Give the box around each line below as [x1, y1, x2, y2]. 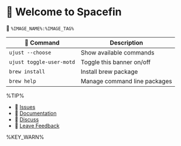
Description [110, 38, 144, 46]
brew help [9, 77, 36, 84]
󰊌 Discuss [14, 116, 39, 123]
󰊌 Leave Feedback [14, 122, 60, 129]
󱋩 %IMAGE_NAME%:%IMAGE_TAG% [6, 25, 74, 32]
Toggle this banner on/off [81, 58, 151, 66]
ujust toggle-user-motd [9, 59, 76, 65]
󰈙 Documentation [14, 110, 57, 117]
